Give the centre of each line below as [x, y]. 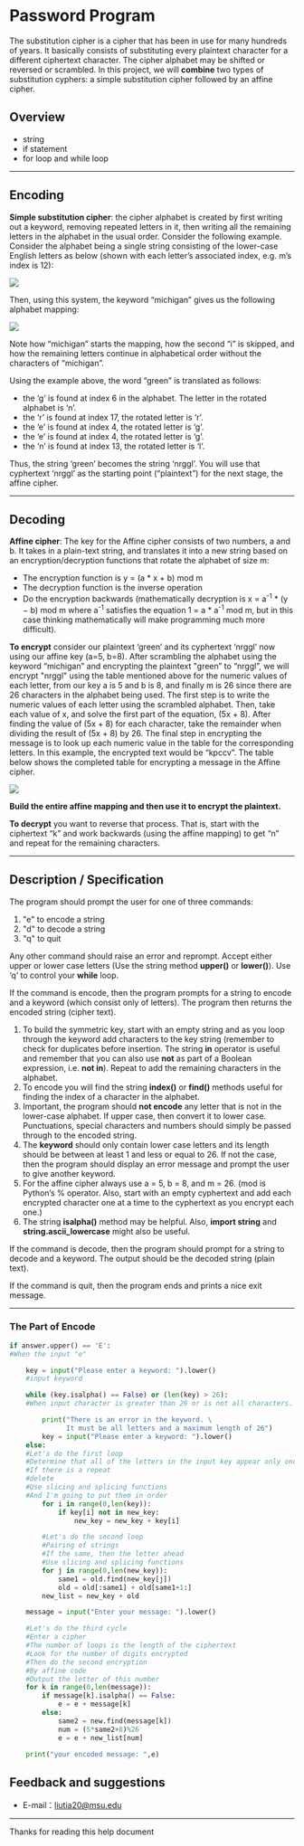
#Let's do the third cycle [76, 1629]
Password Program [82, 16]
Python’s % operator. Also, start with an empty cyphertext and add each [157, 1193]
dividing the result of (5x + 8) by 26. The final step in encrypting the [136, 733]
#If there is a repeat [68, 1471]
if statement [45, 148]
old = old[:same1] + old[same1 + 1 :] [125, 1587]
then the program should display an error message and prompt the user [156, 1164]
